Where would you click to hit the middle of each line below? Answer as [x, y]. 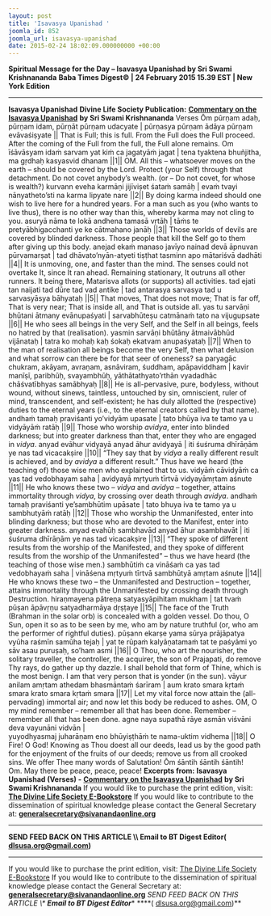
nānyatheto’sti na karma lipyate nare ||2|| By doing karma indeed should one [135, 196]
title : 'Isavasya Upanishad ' [59, 23]
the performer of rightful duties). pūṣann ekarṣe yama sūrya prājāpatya [127, 633]
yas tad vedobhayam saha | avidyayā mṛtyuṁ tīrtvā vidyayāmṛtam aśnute [130, 479]
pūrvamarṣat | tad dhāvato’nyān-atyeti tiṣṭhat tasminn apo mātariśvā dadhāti [135, 255]
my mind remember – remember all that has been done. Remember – [122, 711]
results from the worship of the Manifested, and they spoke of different [126, 547]
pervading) [27, 702]
